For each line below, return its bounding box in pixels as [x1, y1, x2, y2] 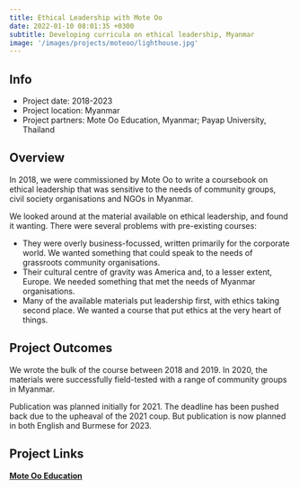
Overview [9, 150, 66, 166]
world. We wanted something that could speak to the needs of [22, 247, 253, 258]
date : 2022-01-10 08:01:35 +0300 [9, 22, 135, 31]
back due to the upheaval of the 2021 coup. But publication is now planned [9, 411, 286, 421]
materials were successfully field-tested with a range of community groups [9, 374, 287, 385]
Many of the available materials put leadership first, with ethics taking [22, 294, 280, 306]
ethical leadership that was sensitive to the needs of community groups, [9, 184, 277, 195]
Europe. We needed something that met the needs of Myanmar [22, 276, 256, 286]
